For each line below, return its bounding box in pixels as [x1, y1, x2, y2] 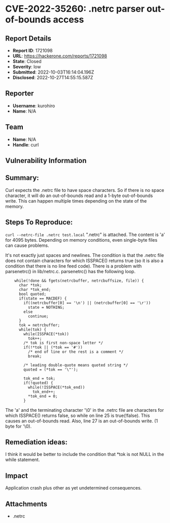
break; [27, 353, 42, 358]
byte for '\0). [5, 423, 32, 429]
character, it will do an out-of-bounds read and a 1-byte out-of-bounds [5, 192, 153, 199]
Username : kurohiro [12, 103, 55, 109]
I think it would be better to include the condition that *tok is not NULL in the [5, 451, 164, 457]
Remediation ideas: [5, 438, 67, 447]
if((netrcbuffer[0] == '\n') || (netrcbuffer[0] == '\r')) [23, 300, 151, 305]
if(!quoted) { [23, 380, 53, 385]
